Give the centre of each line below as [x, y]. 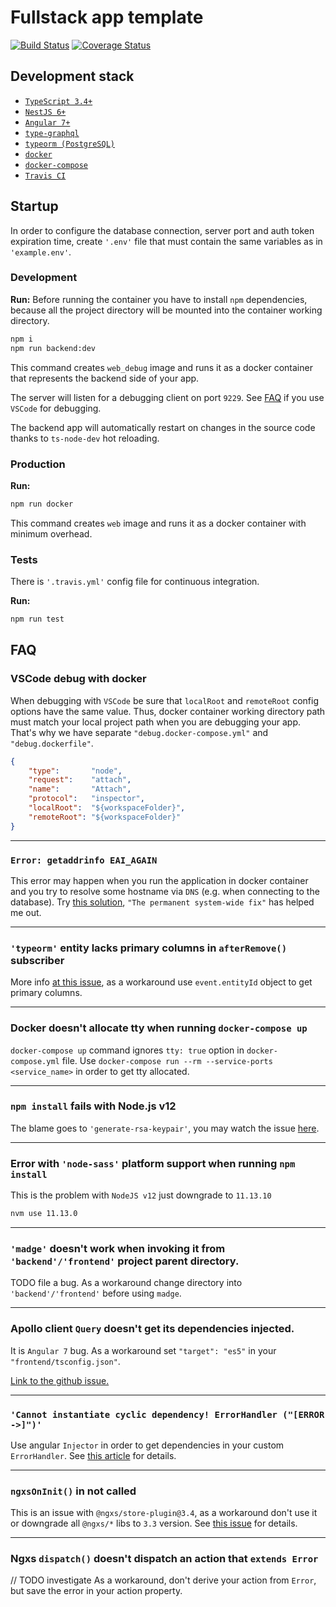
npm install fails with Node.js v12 [93, 1106]
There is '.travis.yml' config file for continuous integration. [135, 582]
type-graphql [52, 133]
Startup [34, 206]
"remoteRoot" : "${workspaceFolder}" [105, 817]
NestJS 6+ [45, 112]
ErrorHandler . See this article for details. [93, 1455]
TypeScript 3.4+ [58, 101]
